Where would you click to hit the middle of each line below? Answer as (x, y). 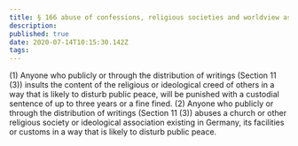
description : (33, 26)
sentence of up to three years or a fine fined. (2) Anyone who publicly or (141, 104)
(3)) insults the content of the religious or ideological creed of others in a (142, 85)
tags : (19, 50)
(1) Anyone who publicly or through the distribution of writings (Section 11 (143, 75)
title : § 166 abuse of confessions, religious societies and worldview (144, 17)
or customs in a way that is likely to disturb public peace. (113, 132)
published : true (39, 34)
